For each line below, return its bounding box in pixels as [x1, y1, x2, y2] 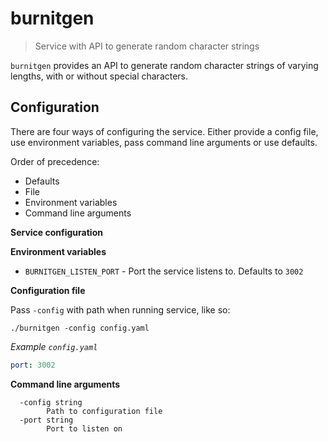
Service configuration [10, 226, 103, 238]
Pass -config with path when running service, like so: [10, 303, 231, 316]
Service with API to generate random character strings [34, 40, 260, 52]
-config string [19, 397, 83, 407]
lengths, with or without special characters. [10, 70, 189, 82]
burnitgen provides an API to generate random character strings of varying [10, 59, 319, 71]
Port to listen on [46, 423, 123, 434]
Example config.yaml [10, 340, 98, 352]
